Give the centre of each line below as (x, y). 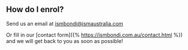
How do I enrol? (35, 10)
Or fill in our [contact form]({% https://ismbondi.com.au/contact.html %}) (95, 35)
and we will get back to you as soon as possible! (65, 41)
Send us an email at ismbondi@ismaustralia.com (65, 23)
